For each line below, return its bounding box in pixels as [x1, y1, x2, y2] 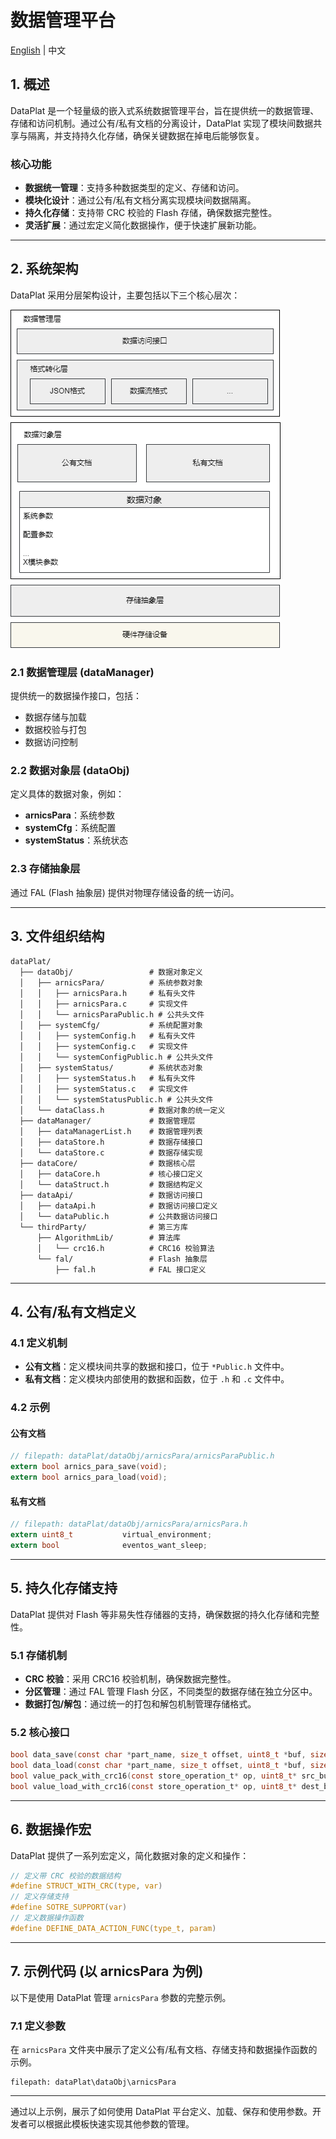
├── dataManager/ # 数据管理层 [19, 1116, 196, 1126]
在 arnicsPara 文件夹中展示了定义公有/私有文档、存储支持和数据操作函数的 [10, 2043, 318, 2055]
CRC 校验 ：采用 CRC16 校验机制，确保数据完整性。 [24, 1672, 237, 1685]
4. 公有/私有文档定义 [10, 1303, 137, 1320]
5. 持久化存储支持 [10, 1580, 118, 1597]
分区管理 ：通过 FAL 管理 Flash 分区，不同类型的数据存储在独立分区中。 [24, 1685, 318, 1697]
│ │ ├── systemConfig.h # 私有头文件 [19, 1031, 196, 1041]
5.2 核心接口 [10, 1725, 70, 1739]
